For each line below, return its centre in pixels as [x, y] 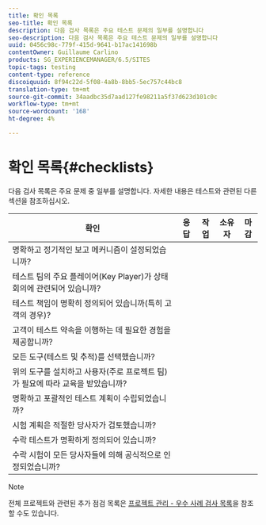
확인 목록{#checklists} [81, 168]
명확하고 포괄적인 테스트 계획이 [66, 398]
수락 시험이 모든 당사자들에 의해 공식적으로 [87, 454]
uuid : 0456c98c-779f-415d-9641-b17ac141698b [83, 45]
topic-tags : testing [42, 67]
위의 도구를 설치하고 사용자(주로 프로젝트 [84, 371]
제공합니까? [32, 342]
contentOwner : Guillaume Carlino [63, 52]
